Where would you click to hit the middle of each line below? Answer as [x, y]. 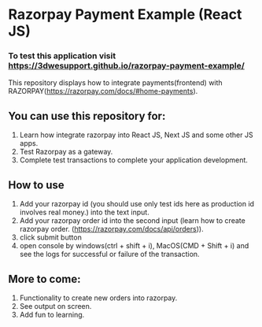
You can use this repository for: [87, 116]
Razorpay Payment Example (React [125, 15]
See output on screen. [55, 306]
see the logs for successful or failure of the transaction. [109, 255]
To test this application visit [62, 56]
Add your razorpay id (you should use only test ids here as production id [137, 204]
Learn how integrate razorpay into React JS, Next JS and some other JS [136, 135]
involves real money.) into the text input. [84, 212]
